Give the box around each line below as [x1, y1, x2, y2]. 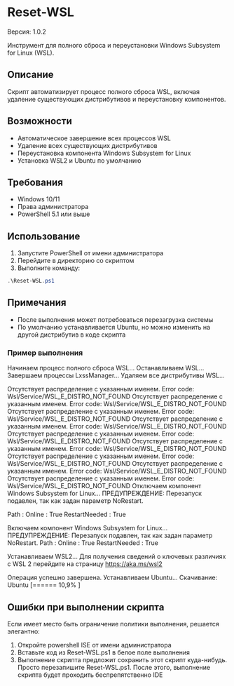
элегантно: [7, 627, 40, 635]
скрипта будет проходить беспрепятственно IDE [17, 671, 163, 679]
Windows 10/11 [17, 195, 60, 203]
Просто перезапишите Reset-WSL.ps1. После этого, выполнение [17, 663, 211, 671]
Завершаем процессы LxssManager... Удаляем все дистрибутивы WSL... [7, 371, 226, 379]
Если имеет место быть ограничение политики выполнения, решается [7, 619, 219, 628]
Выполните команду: [17, 264, 81, 272]
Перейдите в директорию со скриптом [17, 257, 135, 265]
